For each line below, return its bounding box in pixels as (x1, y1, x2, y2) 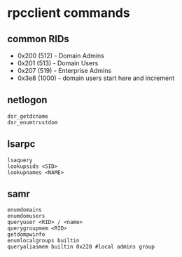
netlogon (7, 94, 48, 106)
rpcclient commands (7, 5, 131, 21)
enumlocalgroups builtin (7, 237, 80, 244)
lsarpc (7, 138, 36, 150)
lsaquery (7, 157, 33, 164)
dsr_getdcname (7, 112, 49, 120)
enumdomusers (7, 213, 45, 220)
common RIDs (7, 33, 70, 45)
